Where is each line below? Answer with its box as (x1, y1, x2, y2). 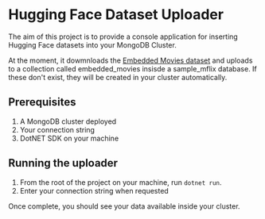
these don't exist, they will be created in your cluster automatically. (8, 72, 228, 82)
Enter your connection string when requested (19, 186, 169, 195)
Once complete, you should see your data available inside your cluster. (8, 201, 240, 211)
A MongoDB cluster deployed (19, 117, 117, 126)
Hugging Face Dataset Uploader (8, 6, 224, 24)
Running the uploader (8, 156, 118, 170)
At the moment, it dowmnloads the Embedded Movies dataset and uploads (8, 56, 253, 65)
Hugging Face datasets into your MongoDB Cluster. (8, 40, 177, 49)
